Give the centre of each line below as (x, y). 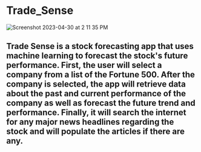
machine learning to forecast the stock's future (97, 56)
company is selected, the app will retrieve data (96, 84)
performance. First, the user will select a (84, 65)
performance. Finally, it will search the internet (96, 113)
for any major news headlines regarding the (90, 122)
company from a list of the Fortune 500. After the (101, 75)
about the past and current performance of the (96, 94)
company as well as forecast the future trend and (101, 103)
